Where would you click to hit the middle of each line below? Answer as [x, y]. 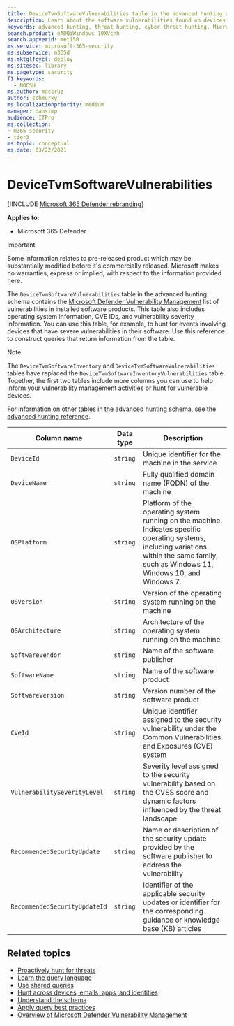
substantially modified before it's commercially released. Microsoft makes [113, 266]
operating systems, [174, 537]
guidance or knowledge [181, 920]
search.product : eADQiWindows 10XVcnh [63, 33]
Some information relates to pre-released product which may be [99, 258]
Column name [59, 438]
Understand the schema [52, 999]
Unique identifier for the [182, 454]
